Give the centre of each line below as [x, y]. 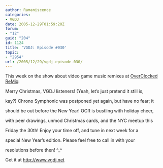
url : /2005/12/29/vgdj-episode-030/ [44, 62]
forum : [12, 29]
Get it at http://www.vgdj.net [35, 160]
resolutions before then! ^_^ [34, 150]
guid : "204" [18, 38]
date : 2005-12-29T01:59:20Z [35, 24]
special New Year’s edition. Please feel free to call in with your [70, 140]
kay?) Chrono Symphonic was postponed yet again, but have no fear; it [79, 101]
